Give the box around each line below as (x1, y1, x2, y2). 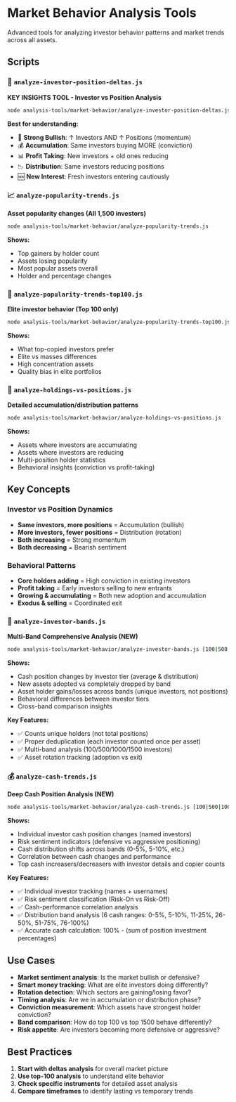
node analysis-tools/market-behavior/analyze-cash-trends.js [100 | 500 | (7, 803, 221, 811)
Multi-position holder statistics (17, 455, 106, 465)
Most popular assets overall (17, 264, 98, 272)
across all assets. (7, 35, 58, 44)
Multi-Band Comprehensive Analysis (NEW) (7, 633, 138, 641)
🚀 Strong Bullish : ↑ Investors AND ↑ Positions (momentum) (17, 133, 192, 141)
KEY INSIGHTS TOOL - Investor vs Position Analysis (7, 93, 162, 101)
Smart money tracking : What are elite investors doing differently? (17, 980, 209, 989)
